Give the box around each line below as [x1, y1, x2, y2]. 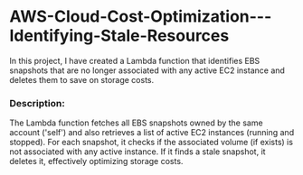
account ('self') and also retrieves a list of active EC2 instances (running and [9, 127, 295, 138]
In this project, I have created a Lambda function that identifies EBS [9, 55, 260, 66]
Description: [9, 97, 65, 109]
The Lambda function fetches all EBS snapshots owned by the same [9, 117, 264, 128]
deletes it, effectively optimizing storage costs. [9, 156, 184, 167]
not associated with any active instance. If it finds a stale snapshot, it [9, 146, 266, 157]
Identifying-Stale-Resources [9, 25, 230, 46]
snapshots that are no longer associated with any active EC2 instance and [9, 65, 285, 76]
